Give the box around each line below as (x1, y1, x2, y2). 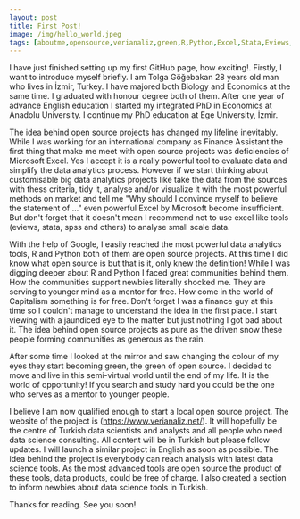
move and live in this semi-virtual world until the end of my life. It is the (9, 370, 270, 381)
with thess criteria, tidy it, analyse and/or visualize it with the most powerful (9, 184, 287, 194)
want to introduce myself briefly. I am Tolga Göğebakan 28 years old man (9, 72, 279, 83)
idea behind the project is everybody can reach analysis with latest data (9, 454, 274, 465)
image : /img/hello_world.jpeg (9, 29, 122, 38)
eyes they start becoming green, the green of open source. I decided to (9, 360, 272, 371)
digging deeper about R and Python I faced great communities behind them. (9, 268, 289, 278)
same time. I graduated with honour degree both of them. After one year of (9, 91, 285, 102)
